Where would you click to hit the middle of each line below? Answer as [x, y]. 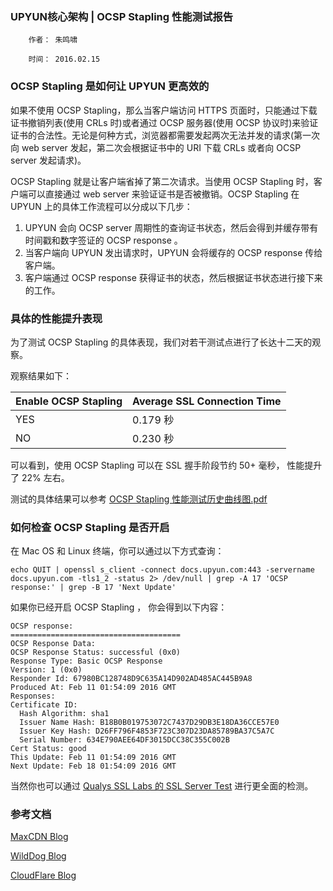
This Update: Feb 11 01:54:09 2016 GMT [93, 758]
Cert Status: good [48, 749]
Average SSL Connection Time [207, 401]
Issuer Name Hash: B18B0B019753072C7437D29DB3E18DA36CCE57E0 [149, 723]
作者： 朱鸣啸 [53, 40]
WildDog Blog [38, 856]
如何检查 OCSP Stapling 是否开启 [90, 527]
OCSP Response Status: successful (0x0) [96, 653]
